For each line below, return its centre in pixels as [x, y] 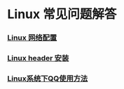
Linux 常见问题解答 [62, 14]
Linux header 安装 [38, 58]
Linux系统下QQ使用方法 [48, 79]
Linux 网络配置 [32, 38]
